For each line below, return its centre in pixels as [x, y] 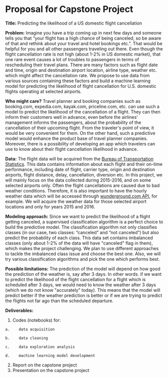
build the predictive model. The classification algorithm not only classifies [81, 227]
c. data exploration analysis [40, 347]
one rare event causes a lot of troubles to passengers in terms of [72, 59]
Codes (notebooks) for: [37, 320]
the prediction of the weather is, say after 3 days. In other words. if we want [83, 274]
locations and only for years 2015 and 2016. [50, 207]
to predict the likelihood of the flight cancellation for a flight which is [75, 279]
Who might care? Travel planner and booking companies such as [73, 101]
